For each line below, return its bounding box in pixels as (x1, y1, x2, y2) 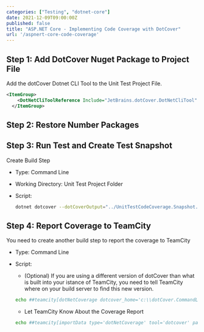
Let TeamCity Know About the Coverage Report (24, 308, 144, 316)
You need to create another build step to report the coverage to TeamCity (6, 237, 191, 244)
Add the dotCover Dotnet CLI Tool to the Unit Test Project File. (6, 80, 163, 87)
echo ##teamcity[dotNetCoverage (15, 297, 97, 303)
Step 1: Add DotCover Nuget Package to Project (6, 54, 190, 65)
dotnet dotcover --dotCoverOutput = (15, 203, 106, 210)
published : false (6, 20, 51, 26)
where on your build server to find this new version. (24, 285, 154, 292)
